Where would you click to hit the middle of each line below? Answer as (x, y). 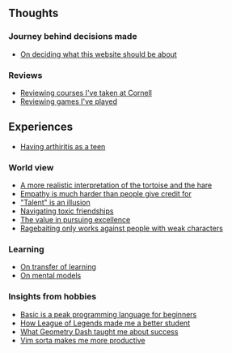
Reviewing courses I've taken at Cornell (86, 93)
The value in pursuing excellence (75, 220)
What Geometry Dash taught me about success (99, 331)
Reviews (25, 75)
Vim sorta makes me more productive (82, 340)
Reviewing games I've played (69, 101)
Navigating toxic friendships (67, 211)
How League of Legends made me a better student (105, 323)
